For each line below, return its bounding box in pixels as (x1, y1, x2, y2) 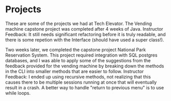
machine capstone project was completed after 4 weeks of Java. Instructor (5, 26, 163, 32)
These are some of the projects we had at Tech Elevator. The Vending (5, 20, 152, 27)
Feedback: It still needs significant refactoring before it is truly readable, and (5, 31, 166, 37)
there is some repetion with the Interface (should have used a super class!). (5, 37, 164, 43)
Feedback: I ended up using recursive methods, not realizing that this (5, 73, 151, 80)
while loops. (5, 90, 31, 96)
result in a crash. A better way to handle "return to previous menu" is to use (5, 84, 164, 90)
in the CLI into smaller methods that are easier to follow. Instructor (5, 68, 144, 74)
